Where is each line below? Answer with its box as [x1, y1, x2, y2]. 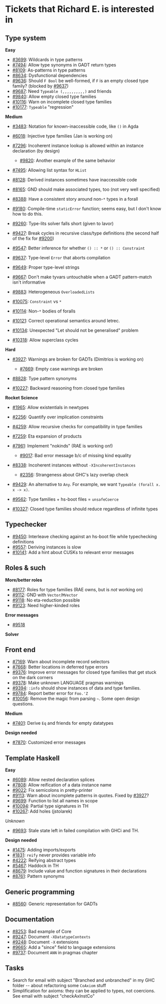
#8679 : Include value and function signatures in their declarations [12, 868, 147, 874]
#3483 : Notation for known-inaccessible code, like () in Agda [12, 123, 139, 129]
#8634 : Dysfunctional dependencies [12, 73, 88, 78]
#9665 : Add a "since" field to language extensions [12, 944, 115, 950]
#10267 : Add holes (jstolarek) [12, 808, 73, 814]
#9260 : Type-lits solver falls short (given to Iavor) [12, 221, 114, 227]
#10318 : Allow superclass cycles [12, 337, 78, 343]
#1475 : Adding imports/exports [12, 847, 76, 853]
